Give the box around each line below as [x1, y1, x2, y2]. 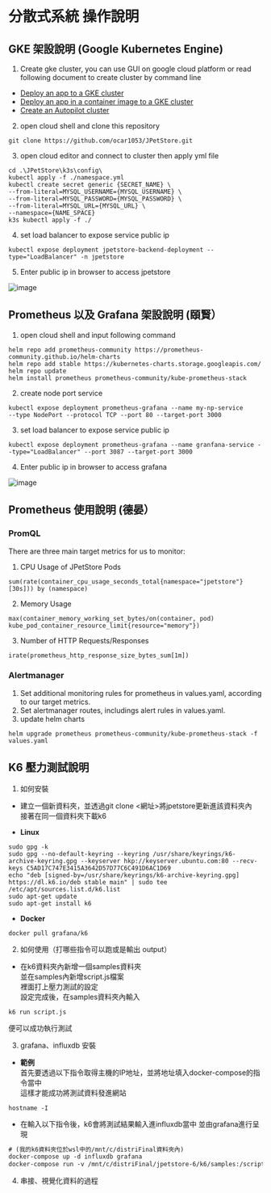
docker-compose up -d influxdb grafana [8, 1153, 143, 1161]
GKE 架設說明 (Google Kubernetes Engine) [8, 42, 223, 56]
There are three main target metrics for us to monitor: [8, 546, 186, 556]
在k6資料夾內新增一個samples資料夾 [19, 961, 142, 971]
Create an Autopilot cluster [19, 106, 110, 115]
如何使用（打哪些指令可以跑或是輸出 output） [19, 944, 172, 954]
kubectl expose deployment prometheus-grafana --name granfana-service [8, 441, 254, 449]
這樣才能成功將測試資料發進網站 [19, 1088, 127, 1098]
